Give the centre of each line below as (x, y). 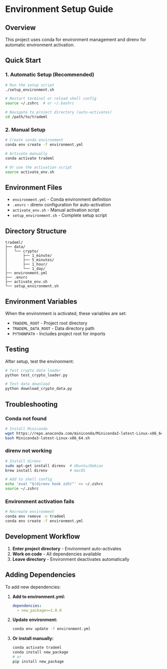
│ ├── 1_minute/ (29, 256)
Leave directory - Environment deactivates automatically (71, 559)
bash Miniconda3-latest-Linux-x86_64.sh (48, 438)
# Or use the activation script (39, 167)
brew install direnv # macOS (45, 470)
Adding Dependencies (41, 575)
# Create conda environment (34, 140)
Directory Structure (36, 231)
